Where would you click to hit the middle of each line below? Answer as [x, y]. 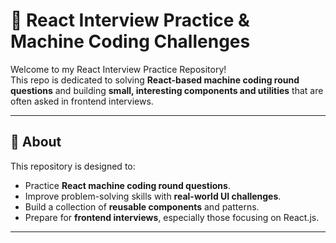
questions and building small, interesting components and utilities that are [167, 90]
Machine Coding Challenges [130, 41]
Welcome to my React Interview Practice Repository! [118, 69]
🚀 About [36, 142]
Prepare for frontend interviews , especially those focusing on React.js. [172, 217]
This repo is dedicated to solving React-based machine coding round [155, 80]
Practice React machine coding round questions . [127, 185]
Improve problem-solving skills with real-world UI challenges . [153, 196]
